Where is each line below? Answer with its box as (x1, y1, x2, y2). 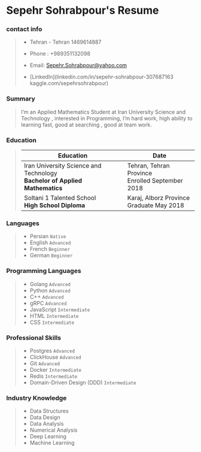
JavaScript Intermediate (29, 306, 90, 313)
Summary (6, 95, 36, 103)
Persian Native (29, 233, 66, 240)
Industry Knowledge (6, 393, 67, 402)
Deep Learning (29, 433, 67, 440)
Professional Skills (6, 333, 62, 342)
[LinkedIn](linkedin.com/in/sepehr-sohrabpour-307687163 (29, 73, 173, 81)
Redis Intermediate (29, 372, 78, 380)
